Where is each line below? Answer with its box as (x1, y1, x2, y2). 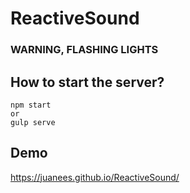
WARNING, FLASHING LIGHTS (10, 43, 159, 57)
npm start (10, 100, 52, 110)
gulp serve (10, 117, 56, 127)
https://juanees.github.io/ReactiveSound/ (10, 171, 180, 183)
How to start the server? (10, 73, 165, 91)
